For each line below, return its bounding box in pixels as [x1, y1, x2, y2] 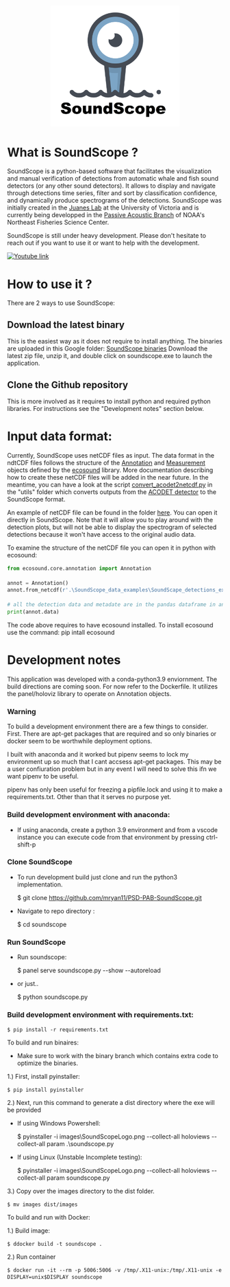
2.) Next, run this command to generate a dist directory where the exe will [7, 1099, 215, 1107]
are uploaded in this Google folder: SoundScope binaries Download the [7, 344, 208, 352]
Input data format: [7, 429, 113, 445]
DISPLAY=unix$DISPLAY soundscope [7, 1274, 103, 1281]
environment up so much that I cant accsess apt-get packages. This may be [7, 758, 222, 766]
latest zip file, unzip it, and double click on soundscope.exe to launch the [7, 352, 213, 360]
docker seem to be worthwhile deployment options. [7, 737, 153, 746]
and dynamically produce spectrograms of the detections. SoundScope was [7, 197, 222, 205]
